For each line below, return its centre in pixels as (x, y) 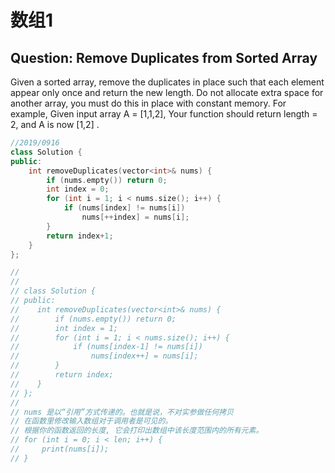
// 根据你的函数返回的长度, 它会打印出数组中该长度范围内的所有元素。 (137, 431)
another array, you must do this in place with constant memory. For (148, 103)
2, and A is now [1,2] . (55, 124)
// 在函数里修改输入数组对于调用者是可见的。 (91, 421)
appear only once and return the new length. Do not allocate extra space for (167, 92)
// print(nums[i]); (60, 449)
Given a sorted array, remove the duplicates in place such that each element (167, 82)
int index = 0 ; (78, 189)
